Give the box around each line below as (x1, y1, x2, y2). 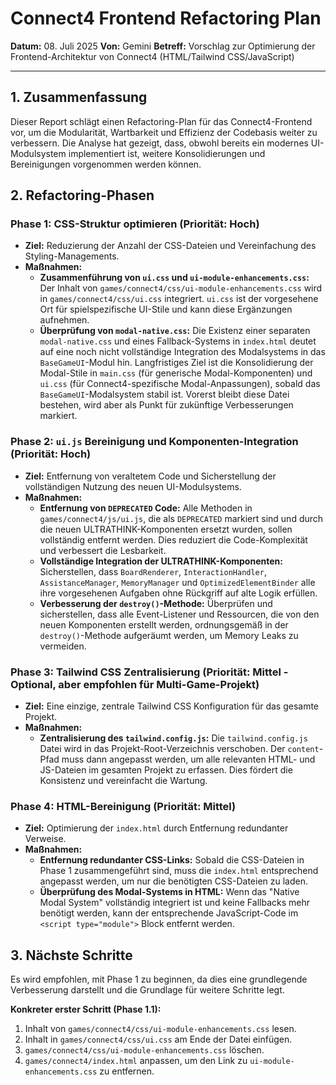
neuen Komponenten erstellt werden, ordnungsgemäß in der (39, 618, 289, 631)
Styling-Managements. (24, 250, 120, 262)
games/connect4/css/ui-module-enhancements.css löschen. (24, 1044, 265, 1056)
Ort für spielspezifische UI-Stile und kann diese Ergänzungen (39, 303, 293, 316)
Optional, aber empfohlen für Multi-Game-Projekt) (10, 677, 260, 691)
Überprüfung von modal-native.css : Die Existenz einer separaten (39, 325, 311, 337)
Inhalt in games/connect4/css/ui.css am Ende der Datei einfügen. (24, 1033, 293, 1046)
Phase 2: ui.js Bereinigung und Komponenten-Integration (10, 435, 299, 449)
